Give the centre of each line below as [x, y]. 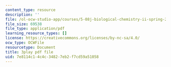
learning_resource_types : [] [36, 33]
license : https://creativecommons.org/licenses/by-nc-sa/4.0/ [73, 38]
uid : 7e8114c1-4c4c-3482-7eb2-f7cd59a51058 [52, 57]
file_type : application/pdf [35, 29]
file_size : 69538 [24, 24]
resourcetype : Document [31, 47]
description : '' [22, 15]
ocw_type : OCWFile [25, 43]
